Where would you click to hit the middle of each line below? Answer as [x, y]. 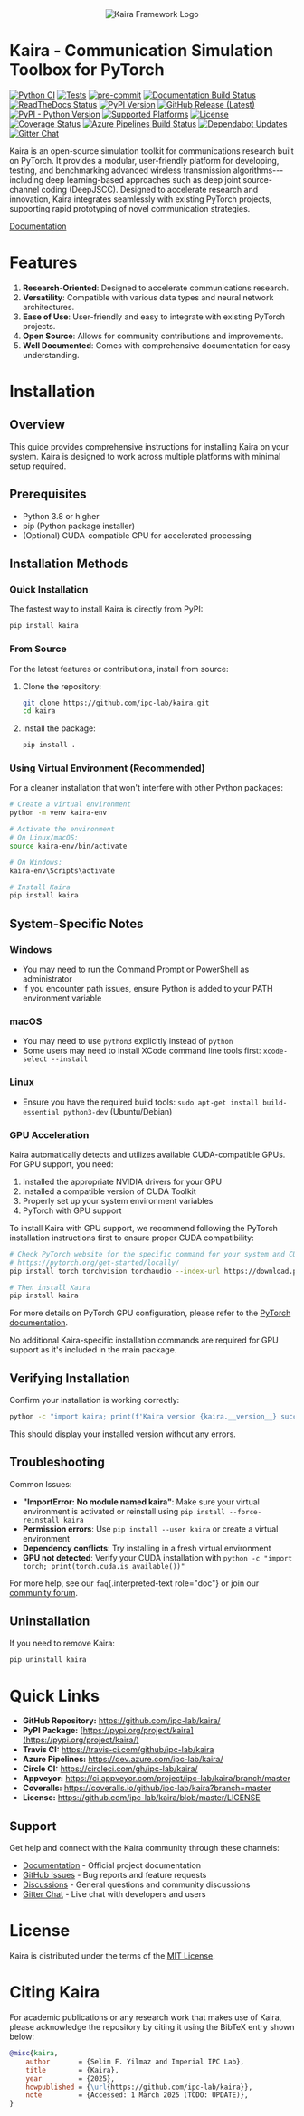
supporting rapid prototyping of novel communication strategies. [130, 208]
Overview [38, 425]
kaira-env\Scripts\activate [62, 871]
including [27, 179]
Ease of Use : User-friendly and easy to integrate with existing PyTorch [154, 317]
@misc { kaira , [34, 2054]
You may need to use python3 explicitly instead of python [128, 1041]
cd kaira [39, 711]
